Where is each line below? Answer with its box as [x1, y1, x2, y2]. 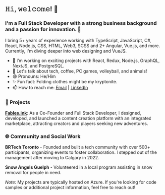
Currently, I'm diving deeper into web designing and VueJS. [5, 48, 127, 54]
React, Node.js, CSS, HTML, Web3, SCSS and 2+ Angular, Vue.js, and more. [5, 43, 160, 49]
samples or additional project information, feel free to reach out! [5, 185, 136, 191]
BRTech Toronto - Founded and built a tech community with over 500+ [5, 144, 150, 150]
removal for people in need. [5, 170, 61, 176]
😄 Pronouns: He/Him [12, 73, 56, 79]
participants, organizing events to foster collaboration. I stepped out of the [5, 149, 157, 155]
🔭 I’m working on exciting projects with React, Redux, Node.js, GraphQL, [12, 58, 160, 64]
